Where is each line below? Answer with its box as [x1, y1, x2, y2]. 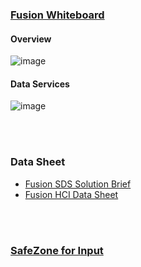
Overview [10, 33, 52, 45]
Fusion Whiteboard [10, 8, 105, 22]
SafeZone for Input [10, 243, 104, 257]
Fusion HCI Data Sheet [24, 188, 119, 200]
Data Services [10, 78, 70, 90]
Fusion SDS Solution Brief [24, 178, 132, 190]
